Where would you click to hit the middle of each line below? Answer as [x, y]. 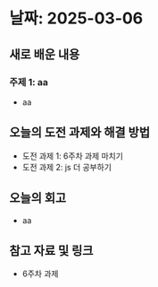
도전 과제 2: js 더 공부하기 [67, 167]
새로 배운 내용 [45, 54]
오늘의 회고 [38, 198]
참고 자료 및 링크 [51, 251]
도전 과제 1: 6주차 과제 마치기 [72, 156]
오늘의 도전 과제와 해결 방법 [79, 132]
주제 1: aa [29, 82]
